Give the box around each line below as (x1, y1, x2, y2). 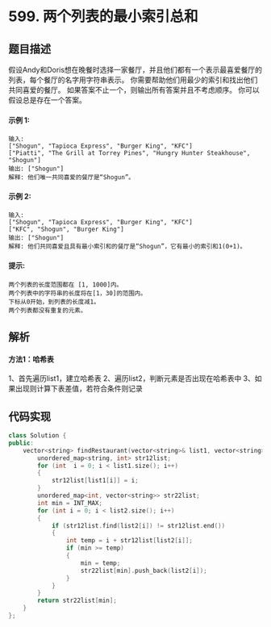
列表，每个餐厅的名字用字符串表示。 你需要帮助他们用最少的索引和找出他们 (8, 75, 258, 85)
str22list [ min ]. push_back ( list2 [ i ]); (80, 566, 207, 575)
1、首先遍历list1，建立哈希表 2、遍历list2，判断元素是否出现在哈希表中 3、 (8, 374, 256, 383)
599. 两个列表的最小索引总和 (8, 7, 199, 26)
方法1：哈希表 (8, 354, 55, 364)
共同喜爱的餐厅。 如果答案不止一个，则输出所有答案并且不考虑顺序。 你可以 (8, 86, 260, 94)
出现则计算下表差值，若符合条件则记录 (15, 384, 143, 394)
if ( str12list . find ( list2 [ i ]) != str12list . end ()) (51, 521, 226, 529)
